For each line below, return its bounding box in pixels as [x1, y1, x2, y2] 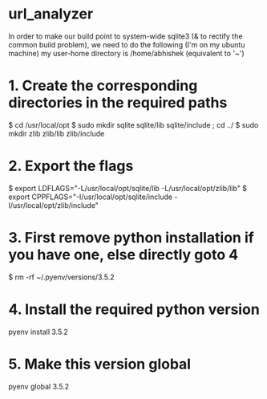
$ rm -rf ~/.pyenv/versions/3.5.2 [8, 272, 115, 282]
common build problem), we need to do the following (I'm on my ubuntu [8, 39, 245, 49]
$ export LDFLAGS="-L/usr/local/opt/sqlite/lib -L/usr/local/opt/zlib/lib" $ [8, 183, 247, 193]
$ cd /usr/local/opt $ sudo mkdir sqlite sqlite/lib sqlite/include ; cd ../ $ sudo [8, 120, 259, 129]
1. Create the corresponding [8, 77, 198, 95]
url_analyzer [8, 5, 94, 23]
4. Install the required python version [8, 300, 261, 318]
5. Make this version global [8, 355, 191, 373]
